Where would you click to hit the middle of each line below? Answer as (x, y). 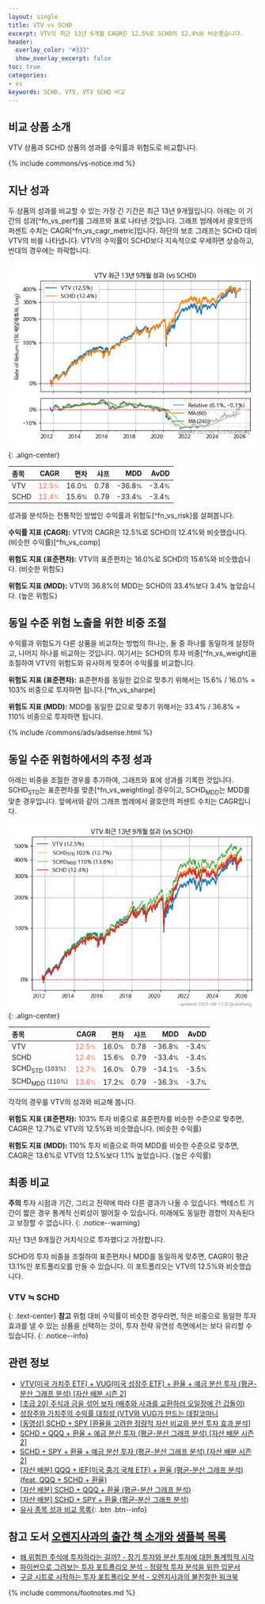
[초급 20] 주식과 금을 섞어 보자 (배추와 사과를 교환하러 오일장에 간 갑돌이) (132, 1403)
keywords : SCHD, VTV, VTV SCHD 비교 (67, 92)
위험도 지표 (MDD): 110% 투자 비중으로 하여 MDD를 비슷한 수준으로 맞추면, (124, 1145)
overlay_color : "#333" (53, 50)
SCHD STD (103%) (39, 1069)
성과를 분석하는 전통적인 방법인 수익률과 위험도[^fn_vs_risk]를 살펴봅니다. (121, 515)
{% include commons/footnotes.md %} (72, 1593)
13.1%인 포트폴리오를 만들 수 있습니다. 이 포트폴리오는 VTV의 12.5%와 (116, 1266)
